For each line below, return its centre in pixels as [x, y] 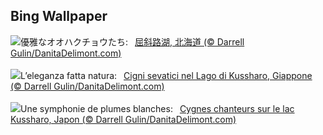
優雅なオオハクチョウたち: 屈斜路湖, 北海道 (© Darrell [132, 41]
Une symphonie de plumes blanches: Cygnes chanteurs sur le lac [157, 108]
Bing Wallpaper [59, 16]
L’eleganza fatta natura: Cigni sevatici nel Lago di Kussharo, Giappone [166, 75]
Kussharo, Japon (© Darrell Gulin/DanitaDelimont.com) [123, 119]
